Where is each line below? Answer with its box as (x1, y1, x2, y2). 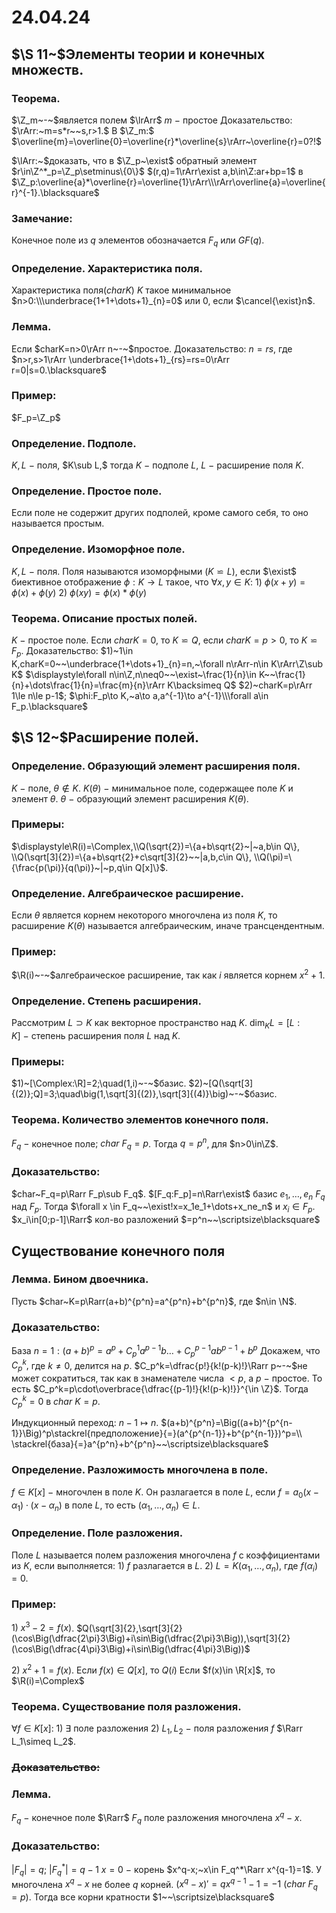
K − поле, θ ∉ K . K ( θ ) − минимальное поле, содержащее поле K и (11, 782, 294, 794)
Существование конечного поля (11, 1242, 226, 1260)
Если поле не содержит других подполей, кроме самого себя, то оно (11, 507, 309, 519)
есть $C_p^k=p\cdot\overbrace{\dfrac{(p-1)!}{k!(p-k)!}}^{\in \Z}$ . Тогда (11, 1383, 309, 1395)
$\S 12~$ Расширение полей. (11, 729, 199, 746)
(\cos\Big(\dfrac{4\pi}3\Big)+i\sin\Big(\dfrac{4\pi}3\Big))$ (11, 1643, 251, 1655)
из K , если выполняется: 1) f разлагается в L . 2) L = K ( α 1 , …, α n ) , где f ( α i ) (11, 1559, 319, 1574)
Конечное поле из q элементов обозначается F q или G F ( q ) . (11, 234, 265, 248)
